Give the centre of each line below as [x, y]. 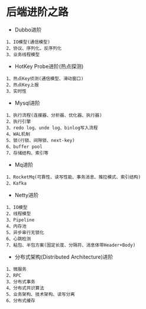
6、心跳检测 [19, 239]
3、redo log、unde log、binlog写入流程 [52, 128]
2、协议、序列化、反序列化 [34, 48]
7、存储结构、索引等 [27, 153]
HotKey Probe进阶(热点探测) [49, 66]
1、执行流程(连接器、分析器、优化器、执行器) [54, 115]
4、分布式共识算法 [25, 288]
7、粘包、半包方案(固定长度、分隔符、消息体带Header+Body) [71, 245]
